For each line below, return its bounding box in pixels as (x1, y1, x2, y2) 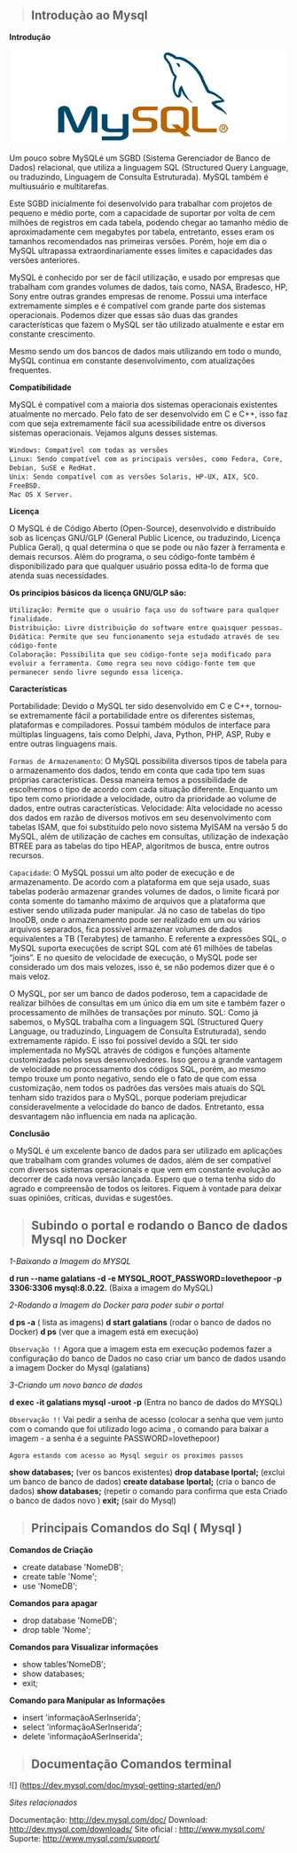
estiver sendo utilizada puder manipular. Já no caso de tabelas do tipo (9, 904, 266, 915)
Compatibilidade (9, 382, 73, 393)
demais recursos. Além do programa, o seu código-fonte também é (9, 551, 255, 561)
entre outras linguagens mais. (9, 738, 118, 749)
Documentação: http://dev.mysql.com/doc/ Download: (9, 1815, 208, 1825)
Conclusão (9, 1128, 51, 1139)
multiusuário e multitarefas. (9, 180, 109, 191)
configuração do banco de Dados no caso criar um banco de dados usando (9, 1353, 286, 1364)
